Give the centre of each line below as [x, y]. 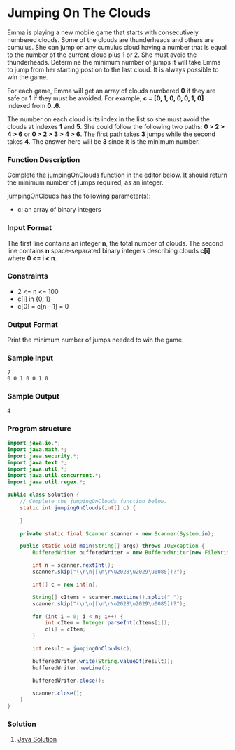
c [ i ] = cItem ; [65, 629]
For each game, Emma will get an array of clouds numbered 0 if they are [112, 91]
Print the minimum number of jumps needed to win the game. [95, 340]
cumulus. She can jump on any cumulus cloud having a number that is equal [117, 47]
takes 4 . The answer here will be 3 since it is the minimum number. [104, 141]
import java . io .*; [34, 443]
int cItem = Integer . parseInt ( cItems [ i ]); [107, 623]
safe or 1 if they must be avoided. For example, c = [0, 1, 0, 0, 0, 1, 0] [106, 98]
